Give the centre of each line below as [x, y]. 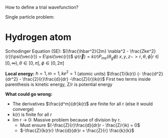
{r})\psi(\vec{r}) [21, 56]
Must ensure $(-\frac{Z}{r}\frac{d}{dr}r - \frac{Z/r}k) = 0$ [80, 125]
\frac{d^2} [153, 74]
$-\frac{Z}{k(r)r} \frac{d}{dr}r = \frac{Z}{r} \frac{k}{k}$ [77, 130]
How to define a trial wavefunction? [42, 7]
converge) [23, 109]
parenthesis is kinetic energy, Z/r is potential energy [59, 84]
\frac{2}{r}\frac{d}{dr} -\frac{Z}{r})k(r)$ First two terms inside [87, 79]
